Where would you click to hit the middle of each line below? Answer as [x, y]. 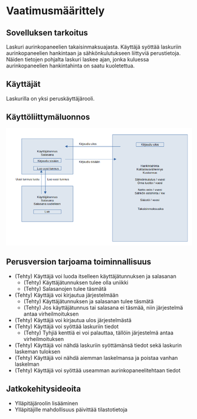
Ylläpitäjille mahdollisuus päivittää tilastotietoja [71, 410]
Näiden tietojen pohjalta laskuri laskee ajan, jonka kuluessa [78, 59]
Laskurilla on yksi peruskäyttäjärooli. [50, 98]
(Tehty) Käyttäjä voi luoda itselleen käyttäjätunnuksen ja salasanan [96, 276]
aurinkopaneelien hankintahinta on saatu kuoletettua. [70, 66]
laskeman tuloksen [37, 351]
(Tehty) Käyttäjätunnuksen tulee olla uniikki [76, 282]
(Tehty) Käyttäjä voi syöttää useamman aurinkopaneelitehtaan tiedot [98, 370]
